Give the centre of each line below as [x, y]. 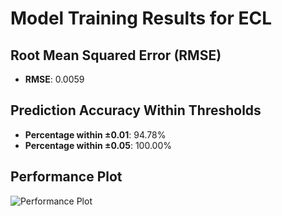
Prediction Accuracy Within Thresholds [136, 110]
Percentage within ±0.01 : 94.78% [95, 134]
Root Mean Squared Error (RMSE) [116, 55]
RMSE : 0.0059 [54, 79]
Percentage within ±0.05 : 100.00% [98, 145]
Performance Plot [66, 177]
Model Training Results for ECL [141, 18]
